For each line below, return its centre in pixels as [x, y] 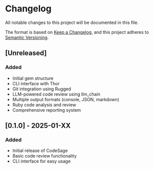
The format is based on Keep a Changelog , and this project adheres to [77, 32]
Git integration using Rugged [41, 89]
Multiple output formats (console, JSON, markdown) [66, 99]
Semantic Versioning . [27, 37]
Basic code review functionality [44, 156]
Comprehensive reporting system [46, 110]
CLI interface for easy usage [41, 161]
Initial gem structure [33, 78]
